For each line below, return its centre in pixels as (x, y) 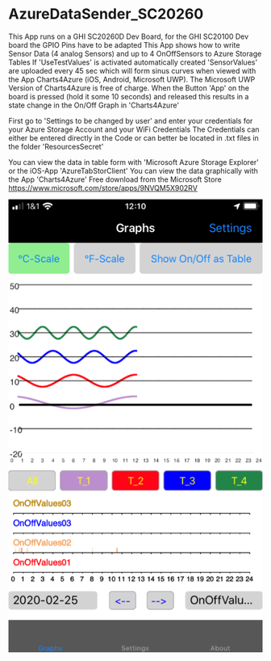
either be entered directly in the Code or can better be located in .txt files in (134, 137)
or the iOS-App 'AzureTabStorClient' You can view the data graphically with (133, 171)
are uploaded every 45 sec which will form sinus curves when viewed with (132, 70)
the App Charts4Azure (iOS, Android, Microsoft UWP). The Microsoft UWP (132, 79)
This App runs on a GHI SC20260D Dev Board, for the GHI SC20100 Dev (129, 36)
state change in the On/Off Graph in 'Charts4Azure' (94, 105)
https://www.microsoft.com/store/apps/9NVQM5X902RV (103, 187)
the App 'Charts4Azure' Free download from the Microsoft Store (115, 179)
